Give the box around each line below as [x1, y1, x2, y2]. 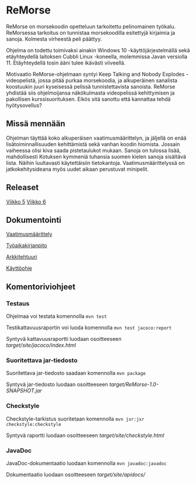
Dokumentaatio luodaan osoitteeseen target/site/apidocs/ [6, 471, 145, 478]
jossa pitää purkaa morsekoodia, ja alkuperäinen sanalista [37, 77, 177, 84]
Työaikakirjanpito [6, 242, 47, 249]
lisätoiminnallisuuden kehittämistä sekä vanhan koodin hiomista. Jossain [6, 140, 180, 147]
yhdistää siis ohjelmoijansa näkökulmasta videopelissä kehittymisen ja [6, 89, 175, 96]
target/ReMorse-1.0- [109, 381, 159, 388]
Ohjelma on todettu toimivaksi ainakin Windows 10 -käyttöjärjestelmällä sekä [6, 46, 190, 53]
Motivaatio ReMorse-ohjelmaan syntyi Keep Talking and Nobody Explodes [6, 70, 185, 77]
